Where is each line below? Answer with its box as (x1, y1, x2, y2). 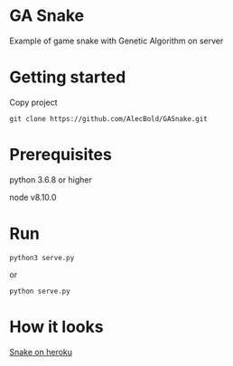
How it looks (9, 316, 104, 337)
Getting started (9, 67, 126, 88)
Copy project (9, 97, 58, 108)
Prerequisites (9, 145, 113, 165)
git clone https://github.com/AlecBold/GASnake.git (9, 114, 208, 123)
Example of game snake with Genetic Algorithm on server (9, 35, 224, 46)
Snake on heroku (9, 346, 73, 357)
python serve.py (9, 286, 70, 296)
